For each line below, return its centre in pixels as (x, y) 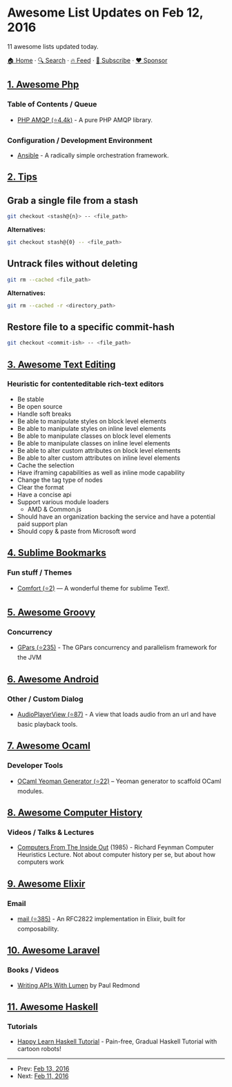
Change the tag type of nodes (60, 480)
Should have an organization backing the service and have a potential (116, 517)
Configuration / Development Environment (80, 140)
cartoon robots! (39, 1049)
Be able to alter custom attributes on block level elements (99, 450)
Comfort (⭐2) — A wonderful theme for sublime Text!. (94, 588)
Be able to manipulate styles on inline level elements (91, 428)
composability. (38, 929)
